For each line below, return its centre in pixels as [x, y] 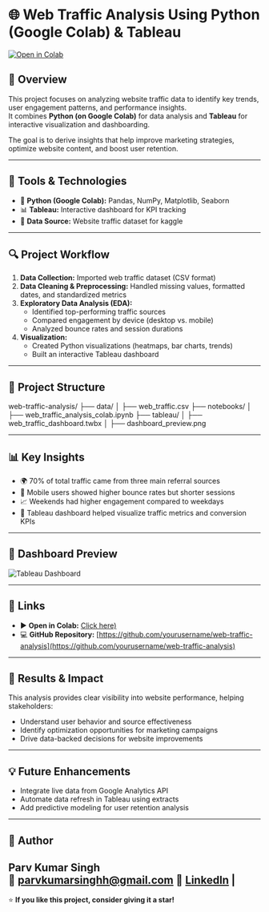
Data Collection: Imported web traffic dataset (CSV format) [118, 278]
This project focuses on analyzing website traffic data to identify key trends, [134, 98]
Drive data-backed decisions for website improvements [111, 739]
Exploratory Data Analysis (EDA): [76, 303]
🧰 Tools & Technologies [68, 181]
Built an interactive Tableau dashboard [95, 355]
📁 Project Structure [57, 387]
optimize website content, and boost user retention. [93, 148]
